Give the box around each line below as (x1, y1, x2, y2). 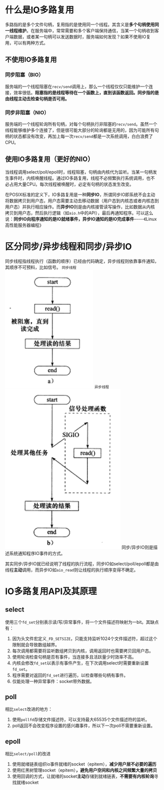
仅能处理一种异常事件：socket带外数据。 (12, 678, 94, 684)
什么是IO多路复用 (5, 4, 74, 16)
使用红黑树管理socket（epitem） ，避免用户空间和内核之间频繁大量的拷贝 (12, 768, 157, 773)
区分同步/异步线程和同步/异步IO (5, 241, 132, 252)
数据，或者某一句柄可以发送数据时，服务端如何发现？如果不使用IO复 (13, 34, 151, 40)
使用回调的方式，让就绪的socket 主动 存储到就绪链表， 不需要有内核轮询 (12, 773, 154, 779)
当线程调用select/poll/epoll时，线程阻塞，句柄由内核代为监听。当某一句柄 (5, 169, 153, 175)
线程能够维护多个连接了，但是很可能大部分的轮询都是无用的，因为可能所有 (5, 127, 155, 133)
